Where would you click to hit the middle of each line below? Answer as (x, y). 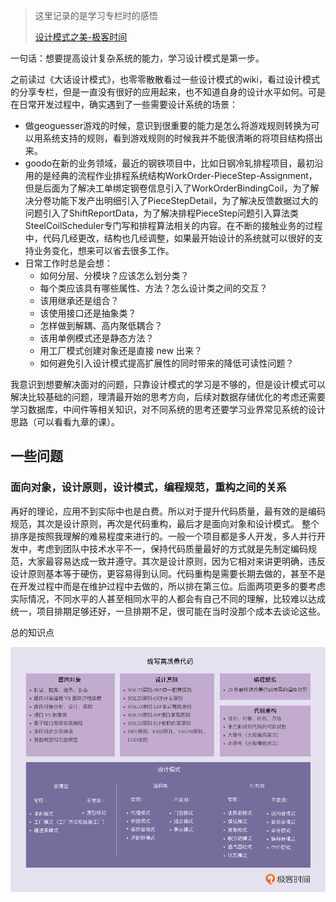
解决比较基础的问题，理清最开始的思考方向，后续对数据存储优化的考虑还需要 (168, 397)
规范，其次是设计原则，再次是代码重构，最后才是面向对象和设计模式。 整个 (165, 523)
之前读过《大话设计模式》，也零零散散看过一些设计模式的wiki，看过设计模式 (165, 79)
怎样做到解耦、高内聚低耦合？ (101, 325)
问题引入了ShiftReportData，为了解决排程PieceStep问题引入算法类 (162, 213)
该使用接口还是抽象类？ (88, 313)
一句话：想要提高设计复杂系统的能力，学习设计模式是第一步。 (137, 58)
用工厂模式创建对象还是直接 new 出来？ (121, 350)
